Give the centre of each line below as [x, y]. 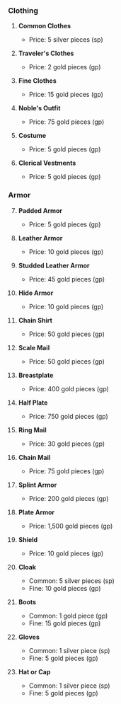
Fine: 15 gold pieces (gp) [65, 623]
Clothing [23, 11]
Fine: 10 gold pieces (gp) [65, 588]
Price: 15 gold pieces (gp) [66, 95]
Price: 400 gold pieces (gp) [69, 388]
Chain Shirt [35, 320]
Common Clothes [45, 26]
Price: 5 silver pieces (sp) [66, 40]
